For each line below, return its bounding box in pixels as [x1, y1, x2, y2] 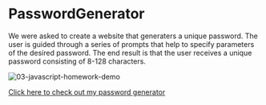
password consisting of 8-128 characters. [8, 56, 147, 66]
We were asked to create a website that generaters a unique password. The [8, 31, 259, 41]
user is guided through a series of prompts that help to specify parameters [8, 39, 255, 49]
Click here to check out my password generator [8, 87, 166, 96]
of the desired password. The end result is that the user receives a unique [8, 48, 252, 57]
